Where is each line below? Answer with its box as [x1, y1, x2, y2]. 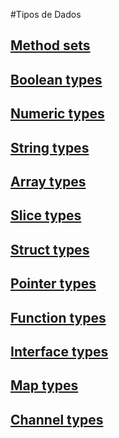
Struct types [10, 241, 90, 258]
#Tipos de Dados [10, 9, 82, 20]
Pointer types [10, 275, 97, 293]
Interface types [10, 343, 109, 360]
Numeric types [10, 105, 105, 123]
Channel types [10, 411, 104, 428]
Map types [10, 377, 79, 394]
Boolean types [10, 71, 103, 88]
